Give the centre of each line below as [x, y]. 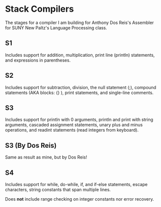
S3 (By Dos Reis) [31, 145]
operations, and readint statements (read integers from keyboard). [72, 130]
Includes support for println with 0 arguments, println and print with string [79, 120]
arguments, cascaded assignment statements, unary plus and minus [74, 125]
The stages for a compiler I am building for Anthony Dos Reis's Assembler [80, 23]
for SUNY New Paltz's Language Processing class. [56, 27]
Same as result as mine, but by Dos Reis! [46, 157]
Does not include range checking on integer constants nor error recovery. [80, 199]
